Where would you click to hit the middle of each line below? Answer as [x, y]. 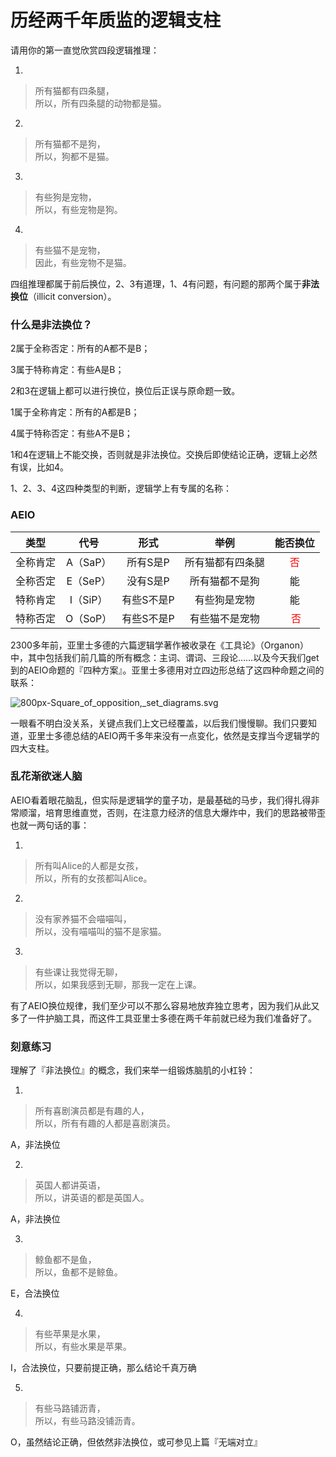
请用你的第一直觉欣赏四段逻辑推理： [85, 50]
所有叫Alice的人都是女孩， [89, 865]
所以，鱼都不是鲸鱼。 [78, 1272]
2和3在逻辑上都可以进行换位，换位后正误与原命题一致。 [125, 391]
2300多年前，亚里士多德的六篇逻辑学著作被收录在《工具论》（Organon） [159, 645]
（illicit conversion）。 [72, 296]
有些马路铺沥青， [70, 1408]
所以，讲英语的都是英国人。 [92, 1198]
